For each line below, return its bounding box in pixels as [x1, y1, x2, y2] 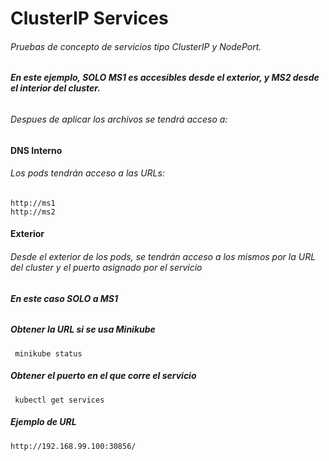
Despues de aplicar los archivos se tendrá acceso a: [10, 113, 228, 125]
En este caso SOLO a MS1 [10, 292, 119, 304]
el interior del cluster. [10, 82, 101, 94]
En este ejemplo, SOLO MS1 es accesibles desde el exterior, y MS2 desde [10, 72, 320, 84]
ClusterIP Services [10, 7, 169, 30]
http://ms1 [10, 198, 56, 208]
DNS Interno [10, 144, 63, 156]
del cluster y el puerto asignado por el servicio [10, 262, 203, 273]
